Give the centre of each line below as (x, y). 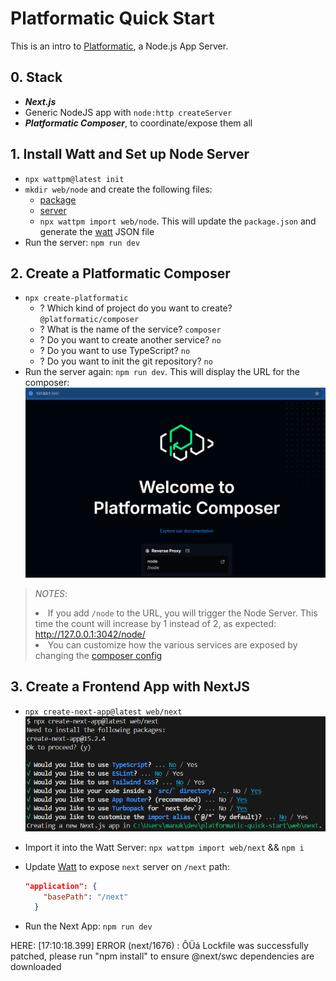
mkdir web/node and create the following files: (118, 189)
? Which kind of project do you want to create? (136, 308)
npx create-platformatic (76, 298)
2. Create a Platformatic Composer (120, 273)
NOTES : (51, 593)
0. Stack (36, 77)
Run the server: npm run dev (82, 242)
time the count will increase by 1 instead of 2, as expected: (155, 623)
